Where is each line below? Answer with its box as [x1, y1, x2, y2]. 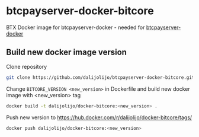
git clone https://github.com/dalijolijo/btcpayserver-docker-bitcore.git [6, 74, 195, 81]
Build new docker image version [6, 47, 127, 58]
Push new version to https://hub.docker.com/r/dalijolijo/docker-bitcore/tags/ [6, 114, 192, 121]
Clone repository [6, 63, 47, 70]
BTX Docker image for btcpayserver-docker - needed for [6, 24, 145, 31]
